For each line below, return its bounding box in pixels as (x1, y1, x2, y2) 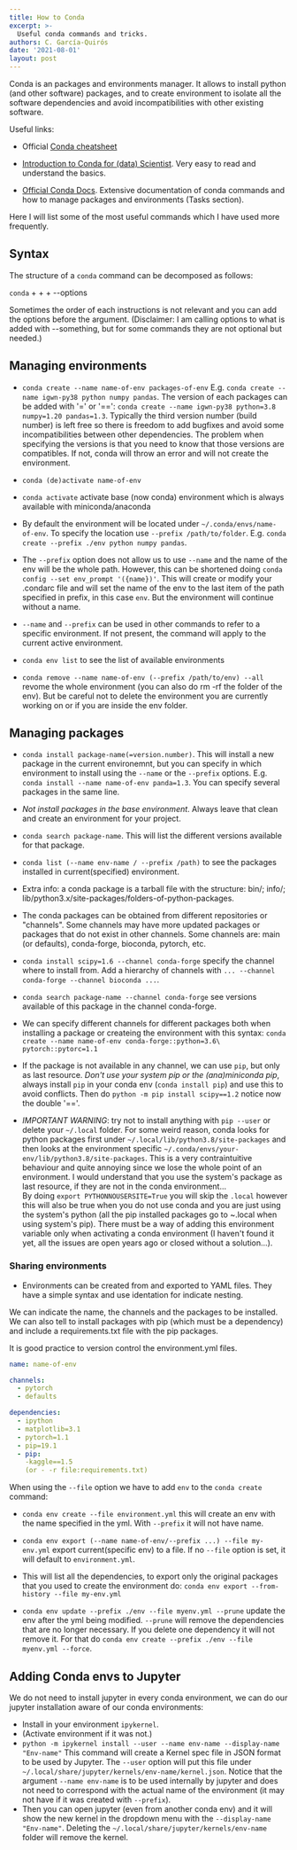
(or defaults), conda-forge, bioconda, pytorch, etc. (21, 939, 206, 949)
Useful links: (9, 124, 55, 134)
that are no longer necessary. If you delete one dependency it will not (21, 1624, 276, 1635)
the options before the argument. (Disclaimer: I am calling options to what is (9, 314, 286, 324)
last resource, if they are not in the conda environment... (21, 1181, 227, 1192)
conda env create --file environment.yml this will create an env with (21, 1509, 276, 1519)
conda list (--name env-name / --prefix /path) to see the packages (21, 857, 277, 868)
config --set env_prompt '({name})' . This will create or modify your (21, 573, 272, 583)
